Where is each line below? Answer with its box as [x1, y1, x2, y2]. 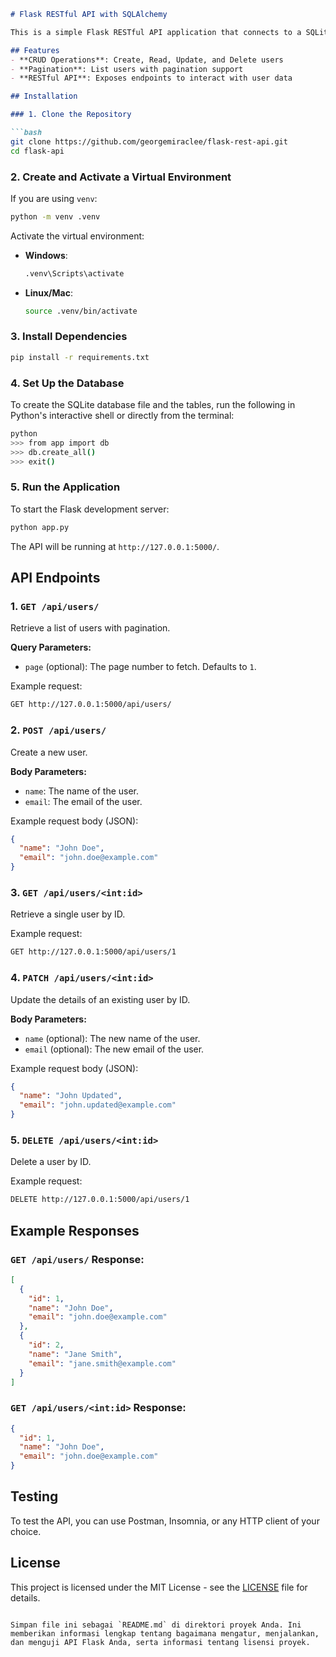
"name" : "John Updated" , [19, 1091, 123, 1101]
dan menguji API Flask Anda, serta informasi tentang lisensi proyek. [10, 1637, 311, 1647]
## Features [10, 45, 60, 55]
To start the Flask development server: [10, 503, 170, 515]
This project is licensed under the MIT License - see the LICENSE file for [10, 1581, 308, 1593]
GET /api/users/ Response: [10, 1252, 145, 1266]
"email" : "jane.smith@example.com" [28, 1358, 177, 1369]
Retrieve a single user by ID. [10, 908, 126, 920]
